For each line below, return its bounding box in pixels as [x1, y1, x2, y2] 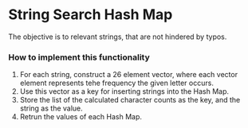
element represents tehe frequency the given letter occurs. [19, 78, 214, 88]
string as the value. [19, 103, 84, 113]
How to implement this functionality [8, 52, 150, 63]
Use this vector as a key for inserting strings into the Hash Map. [19, 87, 230, 96]
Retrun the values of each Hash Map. [19, 112, 142, 122]
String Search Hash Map [8, 6, 173, 24]
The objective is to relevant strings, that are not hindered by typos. [8, 32, 227, 41]
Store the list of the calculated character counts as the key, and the [19, 95, 241, 105]
